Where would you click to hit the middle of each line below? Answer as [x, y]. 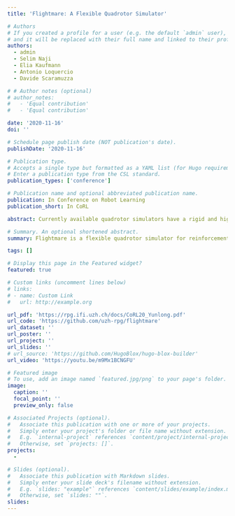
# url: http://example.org [50, 302]
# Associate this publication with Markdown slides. [89, 476]
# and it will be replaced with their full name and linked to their [111, 39]
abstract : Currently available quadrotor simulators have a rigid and [112, 219]
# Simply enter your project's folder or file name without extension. [117, 431]
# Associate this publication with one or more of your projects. [109, 424]
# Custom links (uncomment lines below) [67, 282]
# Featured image [33, 373]
